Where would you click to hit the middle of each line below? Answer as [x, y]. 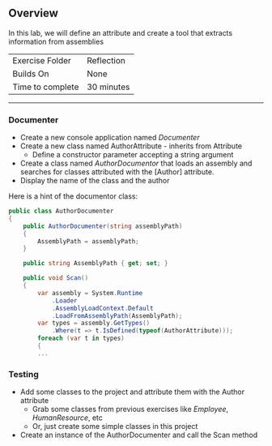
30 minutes [108, 87]
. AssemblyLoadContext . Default [102, 308]
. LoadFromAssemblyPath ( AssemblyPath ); [117, 315]
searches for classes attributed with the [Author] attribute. [117, 172]
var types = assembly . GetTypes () [94, 324]
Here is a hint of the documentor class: [73, 196]
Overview [34, 13]
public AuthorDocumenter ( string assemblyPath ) [103, 226]
